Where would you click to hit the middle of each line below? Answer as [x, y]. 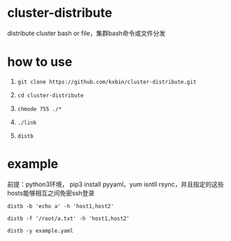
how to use [40, 62]
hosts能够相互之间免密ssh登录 [51, 193]
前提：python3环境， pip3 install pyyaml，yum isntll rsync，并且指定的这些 [115, 184]
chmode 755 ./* [40, 109]
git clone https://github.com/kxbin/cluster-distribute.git [107, 82]
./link [27, 123]
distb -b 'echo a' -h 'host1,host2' [61, 206]
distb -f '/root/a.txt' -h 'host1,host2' [69, 219]
